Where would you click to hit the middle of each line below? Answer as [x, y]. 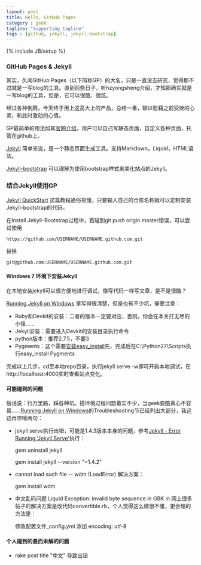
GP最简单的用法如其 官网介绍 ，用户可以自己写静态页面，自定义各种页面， [96, 128]
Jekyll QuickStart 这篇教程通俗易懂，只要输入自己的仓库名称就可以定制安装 [99, 200]
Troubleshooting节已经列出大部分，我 [140, 410]
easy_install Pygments [47, 353]
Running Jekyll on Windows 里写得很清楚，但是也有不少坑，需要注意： [94, 303]
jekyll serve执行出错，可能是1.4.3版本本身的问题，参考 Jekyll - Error [98, 431]
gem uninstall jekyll [39, 451]
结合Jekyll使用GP [32, 186]
